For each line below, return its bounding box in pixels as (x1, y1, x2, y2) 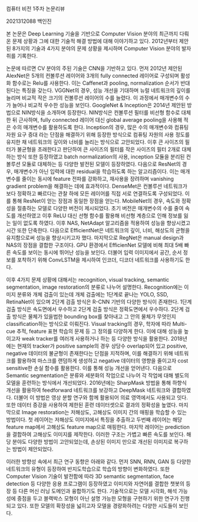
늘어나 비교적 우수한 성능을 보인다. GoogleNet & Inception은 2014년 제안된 (12, 102, 186, 108)
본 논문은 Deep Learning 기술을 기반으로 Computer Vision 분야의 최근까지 (6, 30, 179, 37)
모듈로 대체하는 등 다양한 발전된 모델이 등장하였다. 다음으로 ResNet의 (21, 161, 181, 167)
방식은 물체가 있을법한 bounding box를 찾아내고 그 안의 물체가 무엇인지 (12, 313, 176, 320)
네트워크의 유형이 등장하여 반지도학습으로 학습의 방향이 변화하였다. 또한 (6, 465, 170, 473)
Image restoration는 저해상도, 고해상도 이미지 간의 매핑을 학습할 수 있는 (21, 409, 187, 415)
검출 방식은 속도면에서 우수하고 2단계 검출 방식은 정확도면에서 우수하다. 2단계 (6, 306, 184, 312)
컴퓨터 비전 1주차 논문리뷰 (6, 5, 65, 12)
